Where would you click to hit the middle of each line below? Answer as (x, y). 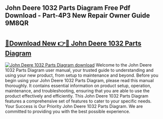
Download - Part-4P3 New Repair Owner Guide (78, 16)
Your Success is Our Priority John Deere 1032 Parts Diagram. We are (74, 106)
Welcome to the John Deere (124, 65)
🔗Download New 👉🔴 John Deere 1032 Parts (73, 43)
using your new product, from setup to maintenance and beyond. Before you (82, 75)
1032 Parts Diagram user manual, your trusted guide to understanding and (79, 70)
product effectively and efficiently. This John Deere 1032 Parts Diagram (77, 96)
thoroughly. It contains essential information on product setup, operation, (78, 85)
